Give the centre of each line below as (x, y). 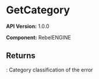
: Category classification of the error (49, 70)
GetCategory (38, 10)
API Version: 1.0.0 (28, 26)
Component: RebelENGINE (38, 37)
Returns (21, 56)
